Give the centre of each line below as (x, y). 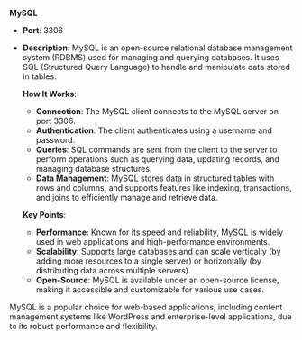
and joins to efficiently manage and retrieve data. (127, 197)
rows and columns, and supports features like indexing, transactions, (164, 188)
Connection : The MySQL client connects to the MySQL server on (157, 111)
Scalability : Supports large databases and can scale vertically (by (158, 251)
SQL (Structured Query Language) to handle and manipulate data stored (156, 67)
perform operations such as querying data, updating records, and (157, 159)
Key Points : (44, 215)
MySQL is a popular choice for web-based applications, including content (146, 307)
